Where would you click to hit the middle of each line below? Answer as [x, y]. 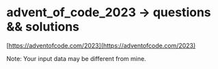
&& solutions [43, 27]
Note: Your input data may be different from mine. [76, 58]
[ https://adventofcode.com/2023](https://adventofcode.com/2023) [101, 45]
